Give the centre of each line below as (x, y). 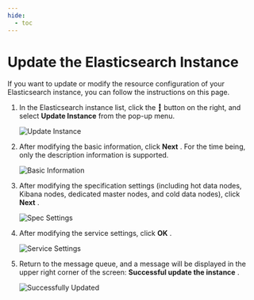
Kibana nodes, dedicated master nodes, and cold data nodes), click (129, 194)
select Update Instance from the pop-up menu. (97, 116)
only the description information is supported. (94, 155)
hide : (16, 15)
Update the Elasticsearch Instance (123, 62)
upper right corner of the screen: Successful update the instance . (129, 272)
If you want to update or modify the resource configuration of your (116, 84)
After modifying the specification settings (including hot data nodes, (130, 186)
